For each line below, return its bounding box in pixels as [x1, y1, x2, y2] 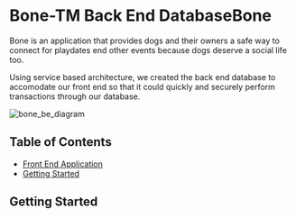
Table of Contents [9, 134, 113, 150]
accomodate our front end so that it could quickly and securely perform [9, 81, 275, 92]
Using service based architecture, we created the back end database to [9, 71, 276, 82]
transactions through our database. [9, 91, 141, 102]
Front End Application [22, 159, 104, 169]
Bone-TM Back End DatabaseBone [9, 5, 273, 26]
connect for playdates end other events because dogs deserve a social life [9, 44, 287, 55]
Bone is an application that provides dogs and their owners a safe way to [9, 35, 280, 46]
